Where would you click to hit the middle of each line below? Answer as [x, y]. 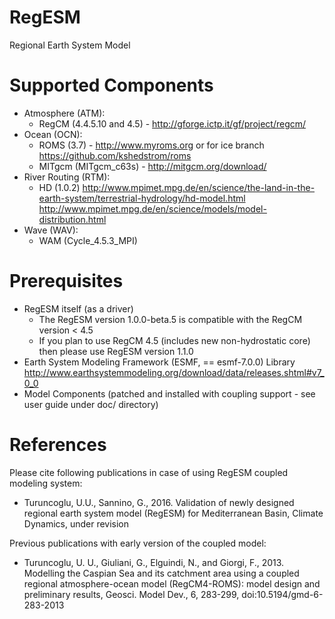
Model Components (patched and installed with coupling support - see [169, 393]
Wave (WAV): [51, 230]
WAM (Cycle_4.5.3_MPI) [88, 240]
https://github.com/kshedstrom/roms [115, 155]
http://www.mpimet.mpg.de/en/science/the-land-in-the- [199, 187]
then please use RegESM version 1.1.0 [116, 351]
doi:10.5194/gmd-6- [282, 594]
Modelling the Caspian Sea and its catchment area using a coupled [161, 573]
